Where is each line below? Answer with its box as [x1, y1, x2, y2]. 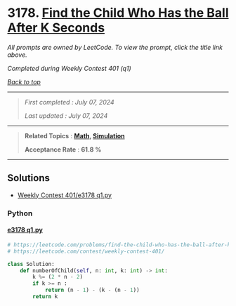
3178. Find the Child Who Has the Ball [7, 5, 229, 21]
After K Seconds [7, 20, 105, 36]
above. [7, 51, 27, 59]
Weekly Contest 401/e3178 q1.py [17, 191, 112, 199]
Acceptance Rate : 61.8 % [24, 145, 102, 154]
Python [7, 208, 33, 218]
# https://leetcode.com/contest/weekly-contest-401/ [7, 248, 165, 255]
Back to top [7, 77, 41, 86]
